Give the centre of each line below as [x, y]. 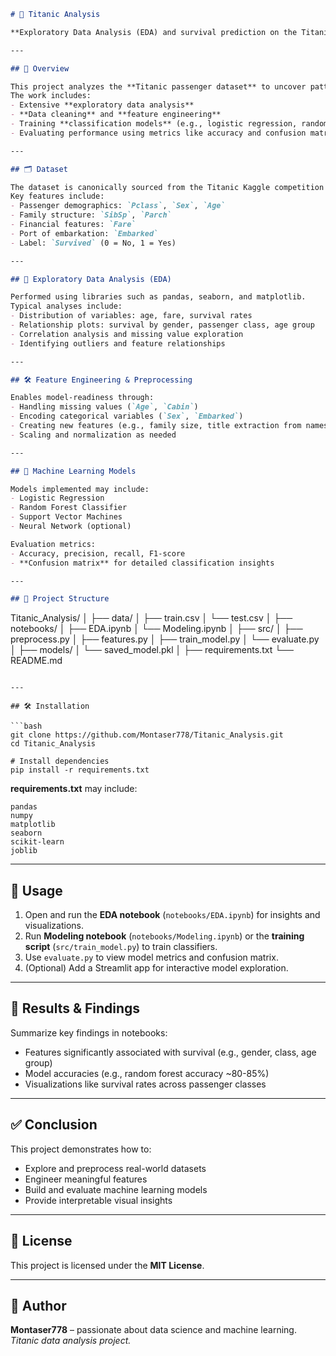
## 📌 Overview [40, 68]
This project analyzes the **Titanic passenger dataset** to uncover [158, 86]
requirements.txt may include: [74, 789]
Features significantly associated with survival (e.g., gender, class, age [170, 1052]
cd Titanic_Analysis [53, 744]
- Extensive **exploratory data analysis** [102, 105]
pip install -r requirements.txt [80, 770]
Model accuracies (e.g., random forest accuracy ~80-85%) [147, 1073]
